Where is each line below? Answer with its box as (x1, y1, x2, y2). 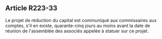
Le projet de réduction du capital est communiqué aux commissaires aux (5, 17, 157, 23)
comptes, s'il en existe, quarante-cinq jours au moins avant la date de (5, 22, 150, 28)
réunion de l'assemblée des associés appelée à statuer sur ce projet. (5, 27, 149, 34)
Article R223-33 (5, 4, 58, 12)
